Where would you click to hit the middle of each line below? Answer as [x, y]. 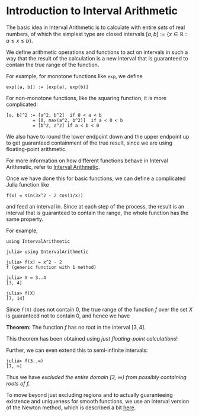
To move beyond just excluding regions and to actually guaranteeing [89, 394]
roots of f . [18, 383]
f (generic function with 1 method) [51, 267]
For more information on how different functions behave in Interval [87, 161]
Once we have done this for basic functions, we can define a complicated [96, 178]
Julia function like [28, 184]
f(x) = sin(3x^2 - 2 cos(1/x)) [45, 195]
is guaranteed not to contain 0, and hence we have [68, 316]
